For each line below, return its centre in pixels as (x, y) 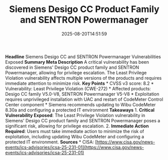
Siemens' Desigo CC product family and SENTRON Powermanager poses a (83, 120)
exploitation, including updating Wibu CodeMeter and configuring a (75, 136)
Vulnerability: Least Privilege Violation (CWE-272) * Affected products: (78, 88)
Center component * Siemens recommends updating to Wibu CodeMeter (81, 104)
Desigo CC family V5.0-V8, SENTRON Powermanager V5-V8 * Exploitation (82, 94)
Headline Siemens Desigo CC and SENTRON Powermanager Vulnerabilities (83, 57)
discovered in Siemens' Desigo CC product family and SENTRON (72, 67)
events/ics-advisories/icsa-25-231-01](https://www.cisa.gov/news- (75, 147)
